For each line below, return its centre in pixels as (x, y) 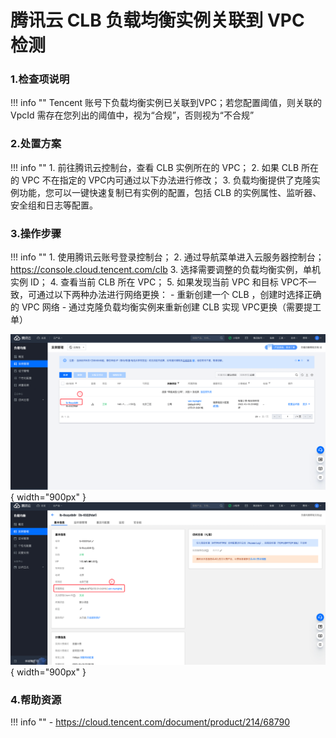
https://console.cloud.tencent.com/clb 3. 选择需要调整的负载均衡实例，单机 (166, 270)
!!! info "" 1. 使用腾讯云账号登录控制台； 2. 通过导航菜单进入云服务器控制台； (167, 257)
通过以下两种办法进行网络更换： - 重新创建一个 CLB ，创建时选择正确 (179, 295)
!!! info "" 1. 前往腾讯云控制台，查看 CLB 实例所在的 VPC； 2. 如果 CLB (155, 167)
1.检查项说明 (40, 79)
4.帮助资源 (36, 699)
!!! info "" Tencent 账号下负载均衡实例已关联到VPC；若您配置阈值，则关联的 (166, 103)
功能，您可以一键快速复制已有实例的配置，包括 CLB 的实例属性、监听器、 (170, 192)
